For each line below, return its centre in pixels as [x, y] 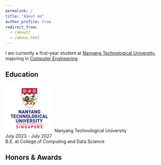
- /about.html [25, 38]
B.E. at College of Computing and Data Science [55, 141]
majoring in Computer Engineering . [42, 58]
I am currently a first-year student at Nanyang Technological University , [80, 53]
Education [22, 75]
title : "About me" [25, 16]
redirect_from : [21, 27]
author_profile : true [28, 22]
